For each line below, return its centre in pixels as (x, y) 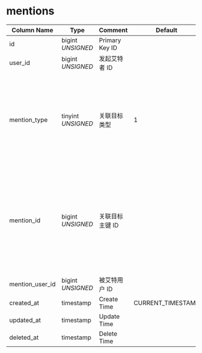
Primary (110, 40)
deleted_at (24, 337)
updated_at (25, 320)
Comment (113, 30)
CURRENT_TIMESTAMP (167, 303)
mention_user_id (32, 284)
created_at (24, 303)
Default (167, 30)
